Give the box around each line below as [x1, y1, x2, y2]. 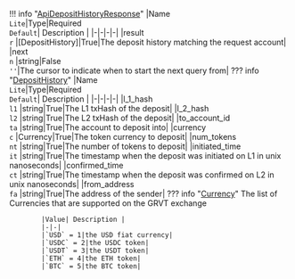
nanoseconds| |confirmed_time [9, 160, 124, 170]
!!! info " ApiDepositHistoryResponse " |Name [9, 9, 171, 19]
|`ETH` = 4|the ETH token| [41, 254, 142, 263]
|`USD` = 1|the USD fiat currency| [41, 231, 174, 240]
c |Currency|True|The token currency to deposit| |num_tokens [9, 132, 237, 142]
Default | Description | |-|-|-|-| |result [9, 28, 144, 37]
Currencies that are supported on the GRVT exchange [9, 198, 208, 209]
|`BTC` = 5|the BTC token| [41, 262, 142, 271]
